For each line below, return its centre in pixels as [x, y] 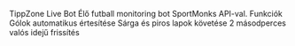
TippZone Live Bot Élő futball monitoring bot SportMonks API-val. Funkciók [146, 14]
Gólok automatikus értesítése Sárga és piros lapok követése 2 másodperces [147, 23]
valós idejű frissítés [44, 32]
